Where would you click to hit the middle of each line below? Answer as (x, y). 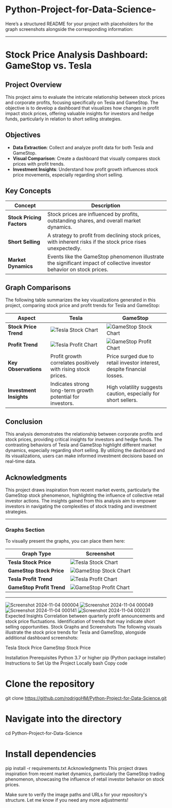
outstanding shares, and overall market (94, 221)
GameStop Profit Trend (37, 587)
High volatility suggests (135, 387)
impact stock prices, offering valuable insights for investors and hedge (80, 113)
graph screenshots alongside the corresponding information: (69, 29)
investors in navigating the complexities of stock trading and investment (81, 506)
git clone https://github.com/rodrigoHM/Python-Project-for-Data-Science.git (86, 698)
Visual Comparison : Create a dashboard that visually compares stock (87, 158)
